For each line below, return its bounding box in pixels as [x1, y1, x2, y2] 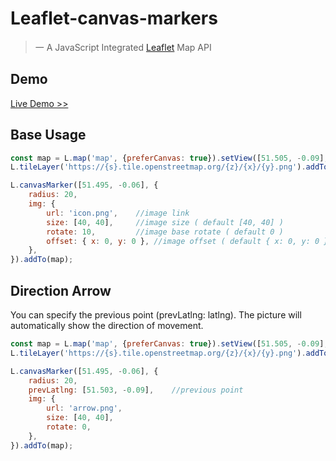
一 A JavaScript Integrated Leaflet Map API [34, 41, 212, 53]
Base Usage [10, 127, 87, 144]
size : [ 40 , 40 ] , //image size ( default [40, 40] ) [46, 217, 284, 227]
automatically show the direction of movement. [10, 320, 204, 331]
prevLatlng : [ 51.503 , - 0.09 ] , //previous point [28, 385, 244, 395]
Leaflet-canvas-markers [10, 7, 218, 30]
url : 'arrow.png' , [46, 403, 123, 414]
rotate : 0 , [46, 422, 92, 432]
